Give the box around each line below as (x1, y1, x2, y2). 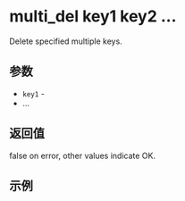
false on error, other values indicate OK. (9, 150, 156, 161)
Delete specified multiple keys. (9, 36, 122, 46)
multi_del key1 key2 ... (9, 6, 177, 27)
